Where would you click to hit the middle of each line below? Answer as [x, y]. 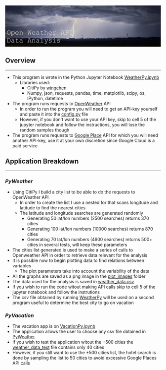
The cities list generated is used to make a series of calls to [73, 250]
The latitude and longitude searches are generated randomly [81, 213]
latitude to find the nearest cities [52, 208]
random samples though [44, 130]
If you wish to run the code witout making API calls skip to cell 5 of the [84, 287]
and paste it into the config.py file [54, 114]
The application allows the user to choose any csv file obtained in [79, 332]
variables [21, 265]
